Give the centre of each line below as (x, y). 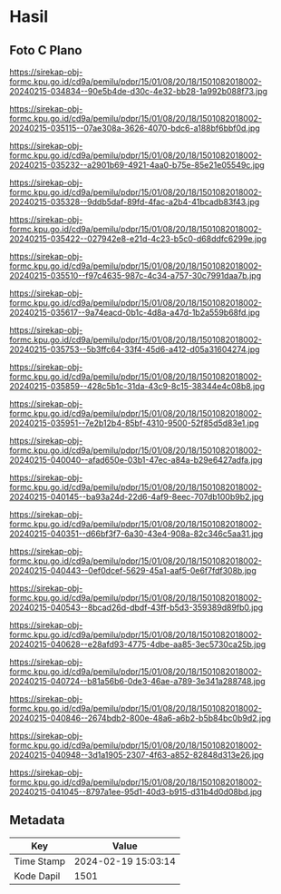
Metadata (37, 820)
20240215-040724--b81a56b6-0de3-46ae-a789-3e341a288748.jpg (137, 681)
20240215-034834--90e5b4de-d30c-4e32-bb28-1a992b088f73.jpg (139, 91)
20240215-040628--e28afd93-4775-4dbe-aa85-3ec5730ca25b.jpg (138, 644)
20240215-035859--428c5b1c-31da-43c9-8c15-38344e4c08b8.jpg (137, 386)
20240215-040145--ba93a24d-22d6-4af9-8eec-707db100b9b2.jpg (137, 497)
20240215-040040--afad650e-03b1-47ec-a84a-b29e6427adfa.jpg (136, 460)
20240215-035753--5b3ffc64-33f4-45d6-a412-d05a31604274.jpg (135, 349)
